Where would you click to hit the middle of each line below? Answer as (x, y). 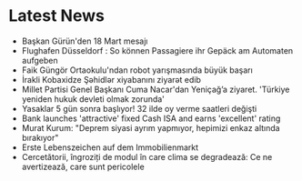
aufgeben (40, 60)
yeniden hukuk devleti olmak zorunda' (93, 99)
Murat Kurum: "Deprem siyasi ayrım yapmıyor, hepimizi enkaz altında (151, 127)
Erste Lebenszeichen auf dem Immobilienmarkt (110, 147)
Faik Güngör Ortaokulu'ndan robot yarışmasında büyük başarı (137, 70)
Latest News (57, 16)
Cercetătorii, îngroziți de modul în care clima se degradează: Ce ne (147, 156)
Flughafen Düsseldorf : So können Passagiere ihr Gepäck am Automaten (157, 50)
